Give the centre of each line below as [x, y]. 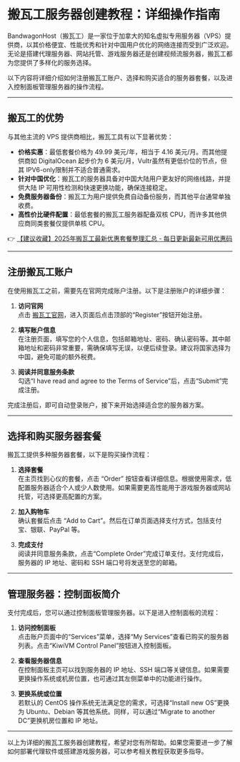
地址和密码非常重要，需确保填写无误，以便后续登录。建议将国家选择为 [127, 348]
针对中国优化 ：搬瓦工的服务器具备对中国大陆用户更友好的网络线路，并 [121, 179]
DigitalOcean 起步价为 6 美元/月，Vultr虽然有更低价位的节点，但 [132, 161]
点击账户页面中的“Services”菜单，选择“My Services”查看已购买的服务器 [123, 637]
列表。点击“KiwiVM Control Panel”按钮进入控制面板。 [96, 646]
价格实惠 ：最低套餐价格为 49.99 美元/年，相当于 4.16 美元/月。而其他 [119, 151]
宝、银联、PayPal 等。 [51, 530]
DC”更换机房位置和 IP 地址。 [60, 721]
